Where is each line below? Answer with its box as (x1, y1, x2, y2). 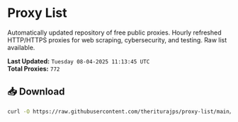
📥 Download (7, 86, 65, 98)
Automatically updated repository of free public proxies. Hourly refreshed (7, 28, 222, 37)
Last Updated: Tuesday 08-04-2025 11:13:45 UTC (7, 56, 150, 65)
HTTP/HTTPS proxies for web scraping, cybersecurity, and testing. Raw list (7, 35, 227, 44)
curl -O (7, 108, 30, 115)
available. (7, 43, 35, 51)
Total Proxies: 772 (7, 64, 60, 73)
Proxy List (7, 5, 67, 21)
